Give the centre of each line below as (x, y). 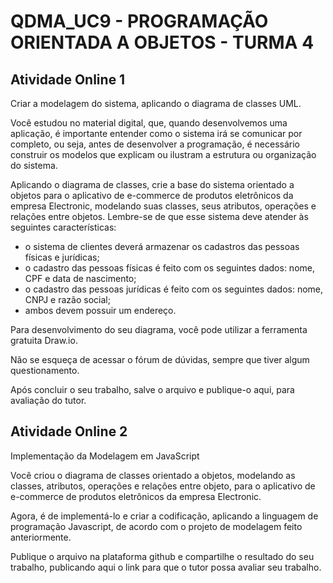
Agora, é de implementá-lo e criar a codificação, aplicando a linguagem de (164, 516)
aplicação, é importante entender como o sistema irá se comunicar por (156, 133)
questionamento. (45, 370)
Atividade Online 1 (68, 79)
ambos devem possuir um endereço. (100, 310)
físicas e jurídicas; (62, 257)
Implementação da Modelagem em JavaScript (105, 456)
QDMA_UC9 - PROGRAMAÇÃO (139, 21)
